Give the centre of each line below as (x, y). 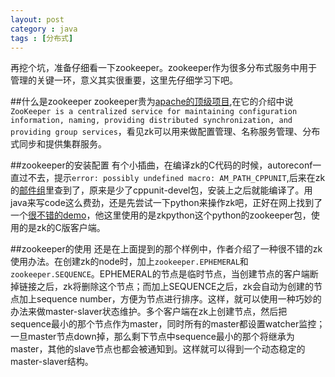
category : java (44, 29)
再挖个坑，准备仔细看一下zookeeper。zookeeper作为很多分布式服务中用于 (164, 68)
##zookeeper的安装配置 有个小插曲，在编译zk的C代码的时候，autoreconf (161, 165)
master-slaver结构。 (52, 362)
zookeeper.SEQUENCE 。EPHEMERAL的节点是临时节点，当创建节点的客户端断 (164, 274)
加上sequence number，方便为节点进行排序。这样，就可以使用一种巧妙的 (170, 299)
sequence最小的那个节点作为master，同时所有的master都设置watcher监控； (168, 324)
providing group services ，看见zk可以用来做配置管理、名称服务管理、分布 (165, 132)
